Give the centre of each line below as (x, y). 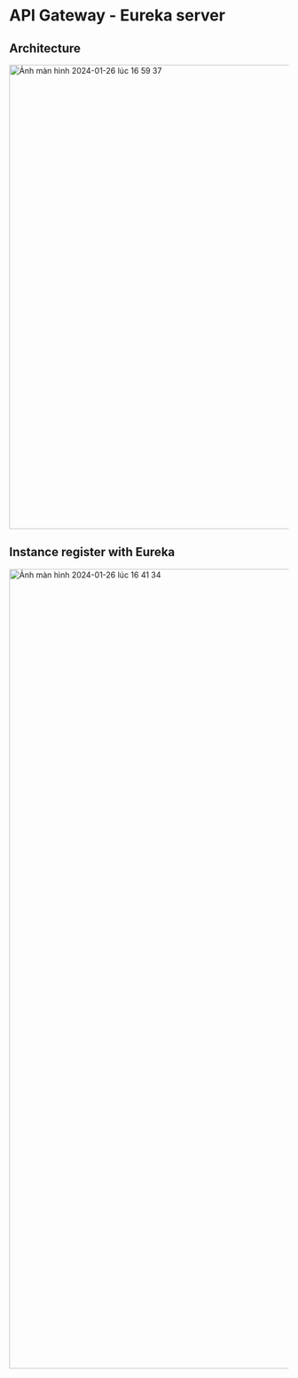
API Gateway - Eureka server (118, 16)
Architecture (45, 48)
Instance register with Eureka (92, 552)
